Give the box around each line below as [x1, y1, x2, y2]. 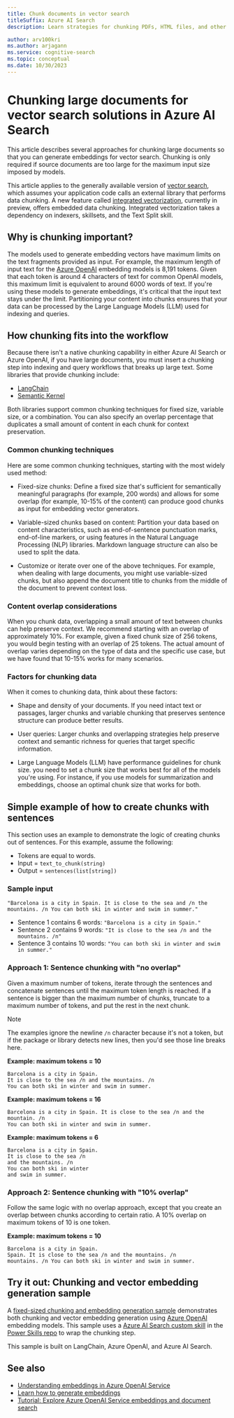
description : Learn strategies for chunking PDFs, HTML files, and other [7, 23, 227, 30]
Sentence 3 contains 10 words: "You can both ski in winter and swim [17, 939, 221, 948]
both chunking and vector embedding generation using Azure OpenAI [7, 1314, 208, 1322]
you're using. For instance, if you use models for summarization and [17, 773, 214, 782]
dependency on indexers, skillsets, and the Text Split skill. [7, 211, 173, 219]
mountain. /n [7, 1114, 45, 1122]
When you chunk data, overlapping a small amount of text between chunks [7, 617, 223, 625]
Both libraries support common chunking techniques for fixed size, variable [7, 405, 224, 414]
